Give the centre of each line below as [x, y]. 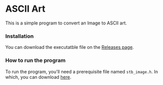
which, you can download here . [38, 77]
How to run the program [36, 61]
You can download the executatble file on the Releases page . [70, 47]
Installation [20, 36]
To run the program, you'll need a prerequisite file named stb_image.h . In [82, 71]
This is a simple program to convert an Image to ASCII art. [66, 23]
